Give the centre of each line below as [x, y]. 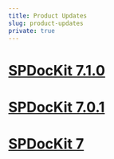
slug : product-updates [46, 23]
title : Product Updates [48, 16]
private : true [32, 31]
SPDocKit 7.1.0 [57, 70]
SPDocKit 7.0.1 [57, 107]
